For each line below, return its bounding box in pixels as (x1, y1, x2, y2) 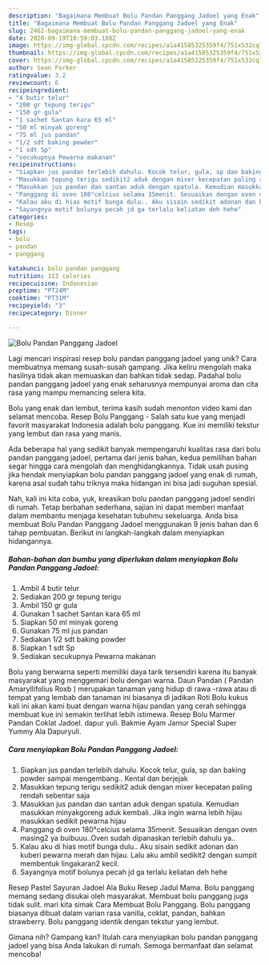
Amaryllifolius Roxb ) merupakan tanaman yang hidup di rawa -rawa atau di (8, 684, 257, 694)
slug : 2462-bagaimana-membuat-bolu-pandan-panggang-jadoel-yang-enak (8, 26, 246, 34)
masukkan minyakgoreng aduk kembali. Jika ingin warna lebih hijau (19, 807, 243, 817)
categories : (8, 213, 48, 221)
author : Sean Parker (8, 64, 78, 72)
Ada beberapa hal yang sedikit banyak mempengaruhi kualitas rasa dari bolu (8, 444, 261, 453)
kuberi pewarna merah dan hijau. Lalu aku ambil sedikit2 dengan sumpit (19, 850, 258, 859)
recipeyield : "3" (8, 302, 66, 310)
